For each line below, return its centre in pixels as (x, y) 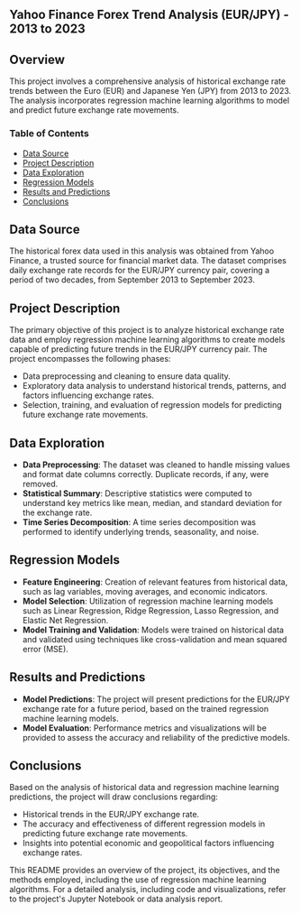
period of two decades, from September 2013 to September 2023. (132, 280)
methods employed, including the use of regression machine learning (138, 880)
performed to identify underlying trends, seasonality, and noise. (141, 531)
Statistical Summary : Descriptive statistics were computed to (137, 493)
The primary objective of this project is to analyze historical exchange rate (147, 330)
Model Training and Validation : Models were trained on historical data (153, 630)
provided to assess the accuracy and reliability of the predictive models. (156, 737)
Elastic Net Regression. (65, 620)
